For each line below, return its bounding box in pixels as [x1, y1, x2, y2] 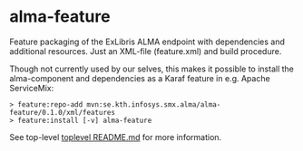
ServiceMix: [9, 82, 54, 93]
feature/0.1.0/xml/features [9, 108, 116, 117]
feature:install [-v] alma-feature [17, 116, 152, 125]
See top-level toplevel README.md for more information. [9, 131, 222, 142]
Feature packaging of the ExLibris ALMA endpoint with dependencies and [9, 36, 286, 47]
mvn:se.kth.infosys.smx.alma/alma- [86, 99, 221, 109]
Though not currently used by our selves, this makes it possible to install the [9, 63, 295, 74]
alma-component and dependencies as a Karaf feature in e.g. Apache [9, 72, 270, 83]
